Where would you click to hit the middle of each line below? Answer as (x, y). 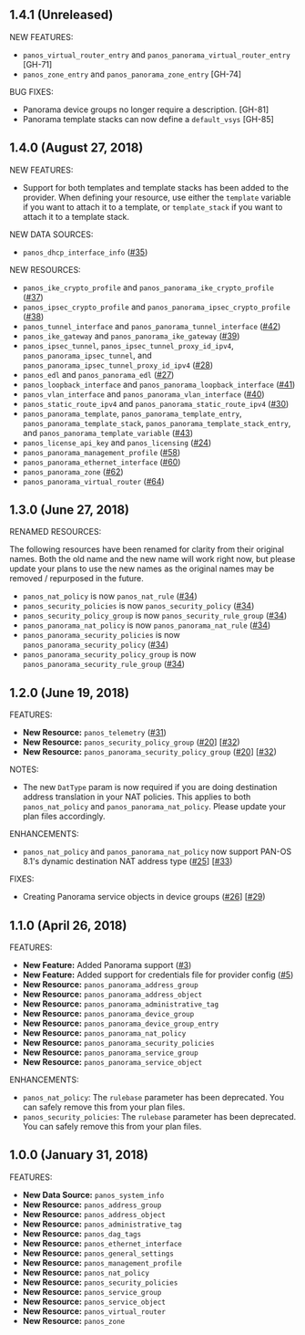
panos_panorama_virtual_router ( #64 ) (94, 481)
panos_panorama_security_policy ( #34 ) (96, 645)
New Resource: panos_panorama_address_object (112, 995)
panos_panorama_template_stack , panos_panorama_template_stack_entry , (157, 422)
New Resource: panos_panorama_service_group (110, 1052)
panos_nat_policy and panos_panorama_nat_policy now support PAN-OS (157, 851)
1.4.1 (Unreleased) (61, 15)
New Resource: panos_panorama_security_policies (118, 1043)
